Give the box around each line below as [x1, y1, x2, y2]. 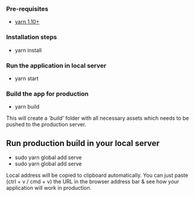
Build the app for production [6, 90, 89, 98]
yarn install [14, 46, 42, 53]
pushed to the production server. [6, 121, 87, 128]
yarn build [14, 103, 40, 110]
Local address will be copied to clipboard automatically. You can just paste [6, 171, 188, 179]
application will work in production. [6, 185, 92, 191]
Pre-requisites [6, 5, 49, 13]
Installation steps [6, 33, 57, 42]
